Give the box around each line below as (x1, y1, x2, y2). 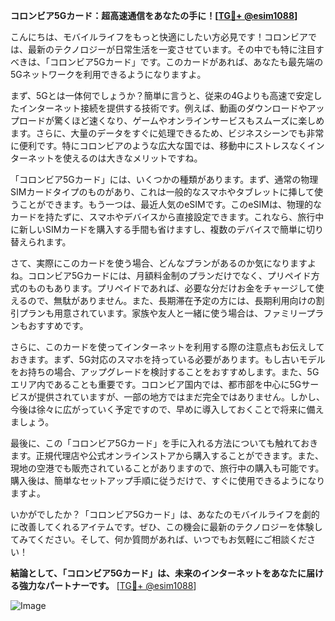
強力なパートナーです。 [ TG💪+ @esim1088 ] (18, 580, 197, 591)
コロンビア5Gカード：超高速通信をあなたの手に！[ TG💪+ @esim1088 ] (10, 10, 298, 21)
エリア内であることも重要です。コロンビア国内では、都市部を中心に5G (10, 379, 302, 390)
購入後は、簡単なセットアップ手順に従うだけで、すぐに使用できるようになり (10, 475, 326, 486)
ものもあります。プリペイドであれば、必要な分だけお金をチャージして (27, 282, 316, 294)
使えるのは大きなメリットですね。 (62, 152, 203, 164)
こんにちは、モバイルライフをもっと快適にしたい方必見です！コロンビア (10, 31, 308, 43)
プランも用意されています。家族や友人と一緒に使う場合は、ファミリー (18, 307, 307, 319)
